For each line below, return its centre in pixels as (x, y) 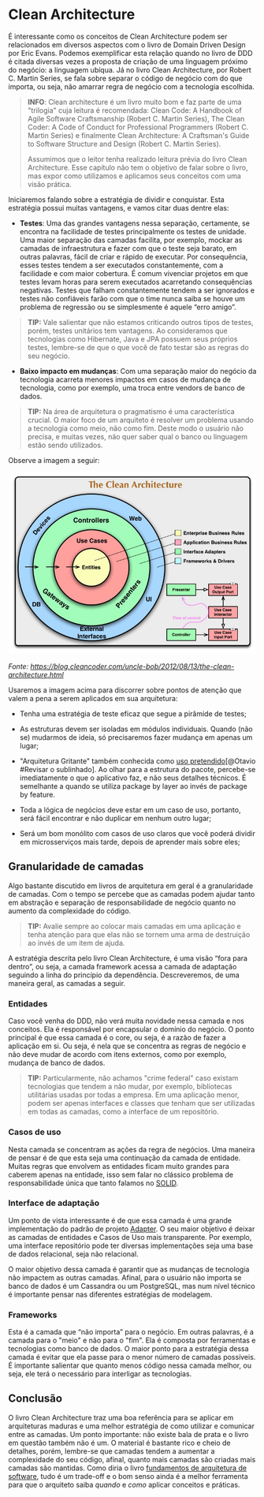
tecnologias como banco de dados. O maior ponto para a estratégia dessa (129, 1349)
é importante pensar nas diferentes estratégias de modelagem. (110, 1294)
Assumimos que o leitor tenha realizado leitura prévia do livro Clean (137, 159)
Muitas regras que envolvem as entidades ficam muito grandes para (119, 1166)
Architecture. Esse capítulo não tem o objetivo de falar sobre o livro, (138, 167)
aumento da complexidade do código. (70, 911)
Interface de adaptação (54, 1203)
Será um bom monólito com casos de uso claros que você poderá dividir (138, 834)
